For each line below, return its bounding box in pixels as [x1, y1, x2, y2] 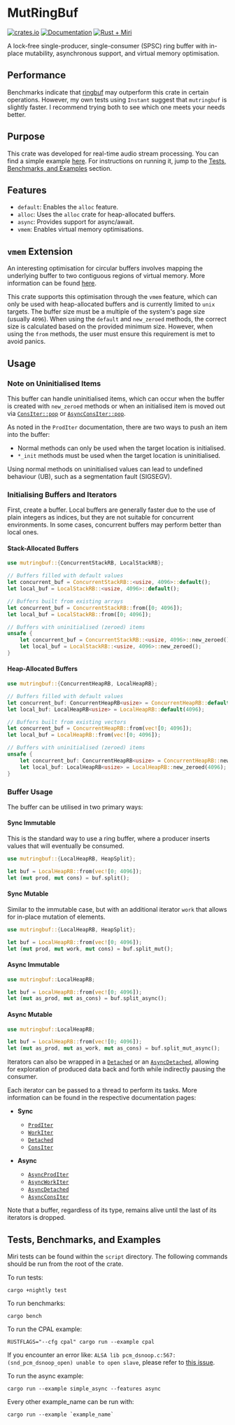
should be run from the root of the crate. [7, 1260, 124, 1268]
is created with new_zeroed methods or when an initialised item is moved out [7, 401, 226, 410]
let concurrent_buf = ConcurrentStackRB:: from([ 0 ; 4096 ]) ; [7, 604, 183, 611]
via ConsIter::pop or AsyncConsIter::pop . [7, 409, 126, 417]
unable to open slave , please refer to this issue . [76, 1358, 215, 1366]
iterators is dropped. [7, 1214, 66, 1222]
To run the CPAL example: [7, 1325, 83, 1333]
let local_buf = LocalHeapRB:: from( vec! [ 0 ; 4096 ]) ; [7, 732, 161, 739]
